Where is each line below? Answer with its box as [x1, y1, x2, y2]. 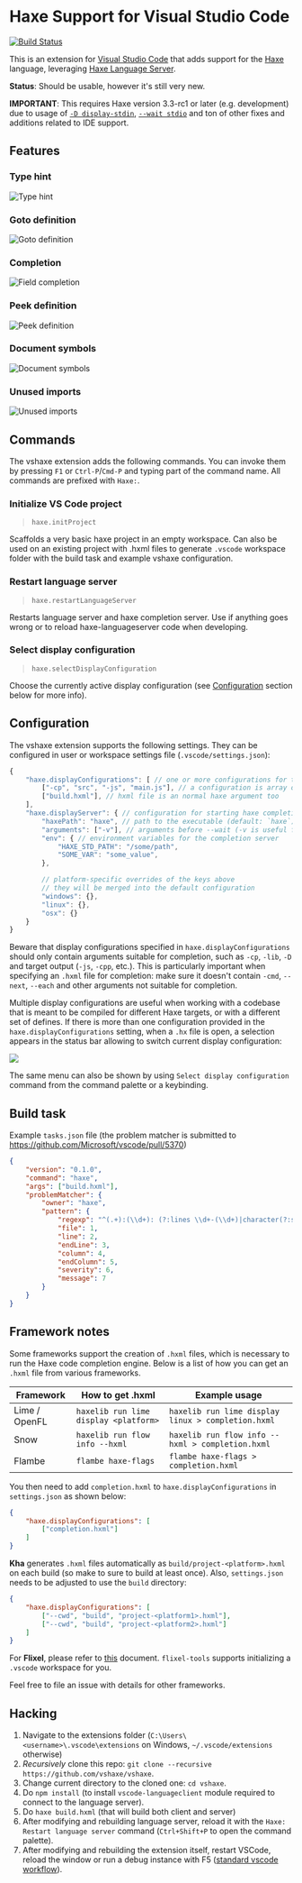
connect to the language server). [22, 1796, 145, 1808]
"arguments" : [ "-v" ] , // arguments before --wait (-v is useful [41, 825, 288, 835]
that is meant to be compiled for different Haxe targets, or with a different [9, 1007, 280, 1018]
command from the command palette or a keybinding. [9, 1080, 209, 1091]
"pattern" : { [41, 1207, 91, 1216]
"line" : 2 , [57, 1232, 99, 1241]
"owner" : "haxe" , [41, 1199, 106, 1208]
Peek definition [9, 299, 77, 312]
